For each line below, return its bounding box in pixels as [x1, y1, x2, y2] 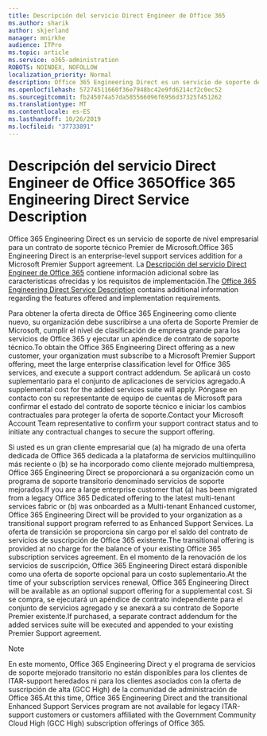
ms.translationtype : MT [8, 100, 87, 108]
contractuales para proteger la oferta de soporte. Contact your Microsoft [8, 410, 244, 419]
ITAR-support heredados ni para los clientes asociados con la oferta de [8, 676, 242, 685]
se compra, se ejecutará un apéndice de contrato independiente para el [8, 594, 243, 604]
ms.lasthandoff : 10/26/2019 [8, 115, 102, 123]
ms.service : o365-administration [8, 56, 119, 64]
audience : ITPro [8, 41, 62, 49]
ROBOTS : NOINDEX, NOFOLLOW [8, 64, 98, 72]
